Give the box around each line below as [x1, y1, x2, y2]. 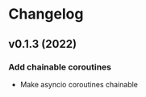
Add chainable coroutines [8, 61, 111, 73]
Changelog [8, 5, 84, 23]
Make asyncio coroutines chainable [19, 79, 139, 89]
